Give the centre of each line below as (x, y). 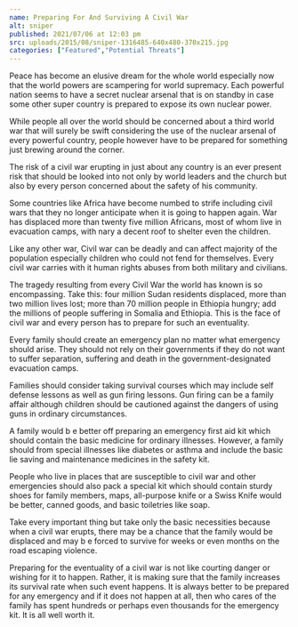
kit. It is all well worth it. (52, 615)
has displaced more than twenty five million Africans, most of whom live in (145, 222)
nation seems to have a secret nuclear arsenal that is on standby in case (141, 95)
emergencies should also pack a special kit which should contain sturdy (141, 486)
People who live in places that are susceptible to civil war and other (133, 477)
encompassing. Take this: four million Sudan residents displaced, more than (148, 294)
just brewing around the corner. (67, 150)
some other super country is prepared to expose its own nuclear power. (141, 104)
